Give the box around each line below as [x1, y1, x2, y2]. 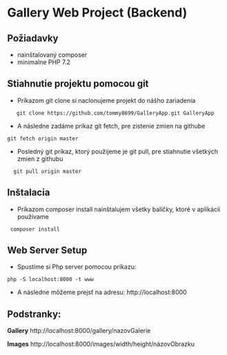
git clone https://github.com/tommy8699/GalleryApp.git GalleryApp [16, 109, 215, 117]
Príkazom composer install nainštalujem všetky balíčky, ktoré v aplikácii [17, 205, 221, 213]
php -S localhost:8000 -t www [7, 276, 95, 283]
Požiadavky [7, 32, 59, 44]
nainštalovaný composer [17, 50, 88, 59]
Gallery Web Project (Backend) [7, 5, 188, 21]
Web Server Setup [7, 244, 88, 256]
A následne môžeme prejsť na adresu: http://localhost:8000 [17, 288, 188, 296]
